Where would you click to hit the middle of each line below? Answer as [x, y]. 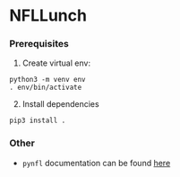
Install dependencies [61, 104]
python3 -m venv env [48, 80]
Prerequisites [39, 44]
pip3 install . [38, 121]
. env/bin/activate [46, 88]
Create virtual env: [56, 63]
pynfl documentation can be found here [96, 163]
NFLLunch [48, 16]
